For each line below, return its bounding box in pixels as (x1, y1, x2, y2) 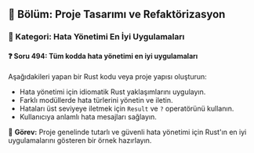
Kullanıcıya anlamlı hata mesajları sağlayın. (19, 111, 157, 122)
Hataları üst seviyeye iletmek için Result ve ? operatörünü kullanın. (19, 104, 234, 113)
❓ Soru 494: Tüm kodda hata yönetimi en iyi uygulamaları (8, 51, 198, 60)
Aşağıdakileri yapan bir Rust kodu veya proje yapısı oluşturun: (8, 71, 208, 81)
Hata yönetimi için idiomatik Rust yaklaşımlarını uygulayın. (19, 87, 206, 97)
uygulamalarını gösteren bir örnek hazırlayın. (8, 135, 152, 145)
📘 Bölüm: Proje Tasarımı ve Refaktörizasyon (8, 8, 226, 21)
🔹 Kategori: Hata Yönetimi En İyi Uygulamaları (8, 31, 185, 42)
